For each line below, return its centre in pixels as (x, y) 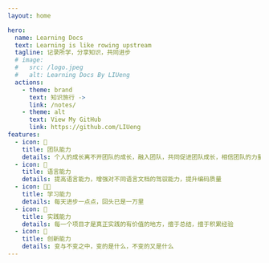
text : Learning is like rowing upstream (83, 45)
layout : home (29, 16)
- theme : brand (47, 90)
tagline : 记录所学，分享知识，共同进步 (73, 53)
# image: (29, 60)
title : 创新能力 (47, 239)
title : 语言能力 (47, 172)
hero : (16, 30)
